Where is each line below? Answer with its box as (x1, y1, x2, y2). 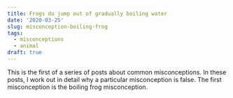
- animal (13, 42, 39, 49)
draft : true (7, 49, 42, 56)
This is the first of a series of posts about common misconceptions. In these (7, 67, 227, 76)
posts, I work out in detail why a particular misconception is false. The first (7, 75, 222, 83)
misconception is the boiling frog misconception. (7, 83, 148, 91)
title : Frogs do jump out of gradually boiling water (7, 10, 168, 17)
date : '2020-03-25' (7, 17, 64, 24)
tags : (7, 29, 23, 37)
